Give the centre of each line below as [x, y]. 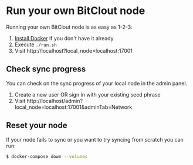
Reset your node [37, 126]
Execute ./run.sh [35, 44]
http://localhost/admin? [55, 101]
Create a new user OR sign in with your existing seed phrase [87, 94]
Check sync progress [46, 69]
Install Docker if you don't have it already [64, 38]
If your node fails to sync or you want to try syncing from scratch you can [95, 139]
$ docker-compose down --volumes [47, 156]
